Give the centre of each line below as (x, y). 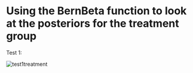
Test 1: (14, 52)
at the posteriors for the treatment (93, 23)
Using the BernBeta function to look (96, 11)
